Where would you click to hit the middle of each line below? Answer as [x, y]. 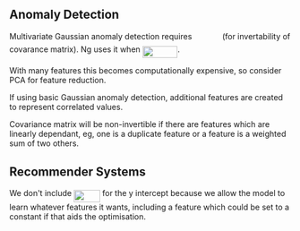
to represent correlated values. [66, 107]
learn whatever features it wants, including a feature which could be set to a [149, 207]
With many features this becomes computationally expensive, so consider [146, 71]
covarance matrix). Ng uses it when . [95, 49]
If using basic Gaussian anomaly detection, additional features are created [146, 98]
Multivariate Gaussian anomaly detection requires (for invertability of [150, 36]
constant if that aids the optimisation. [77, 216]
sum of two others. [44, 143]
